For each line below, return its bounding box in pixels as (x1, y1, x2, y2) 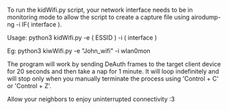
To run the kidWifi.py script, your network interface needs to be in (7, 6, 193, 14)
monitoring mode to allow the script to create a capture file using (7, 13, 190, 21)
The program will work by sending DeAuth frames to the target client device (7, 60, 221, 68)
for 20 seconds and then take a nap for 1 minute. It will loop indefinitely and (7, 68, 219, 75)
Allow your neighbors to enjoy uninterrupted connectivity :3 (7, 95, 175, 103)
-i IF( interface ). (16, 20, 62, 28)
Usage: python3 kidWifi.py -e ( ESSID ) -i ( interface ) (7, 33, 157, 42)
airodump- (191, 13, 221, 21)
